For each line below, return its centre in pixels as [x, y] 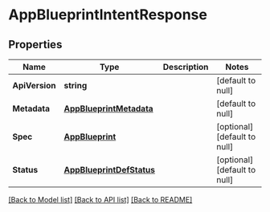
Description [186, 67]
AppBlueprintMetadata [109, 108]
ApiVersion [34, 86]
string [76, 86]
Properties [35, 45]
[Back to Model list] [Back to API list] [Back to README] [100, 200]
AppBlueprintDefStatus [109, 170]
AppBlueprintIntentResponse [108, 15]
